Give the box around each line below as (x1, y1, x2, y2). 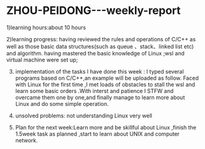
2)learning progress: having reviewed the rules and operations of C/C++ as (6, 35, 196, 43)
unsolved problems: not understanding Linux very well (15, 112, 152, 119)
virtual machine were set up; (6, 56, 78, 63)
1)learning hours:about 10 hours (6, 24, 86, 31)
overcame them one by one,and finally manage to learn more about (15, 94, 185, 101)
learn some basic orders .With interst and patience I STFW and (15, 87, 174, 94)
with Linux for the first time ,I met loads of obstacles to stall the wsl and (15, 80, 196, 88)
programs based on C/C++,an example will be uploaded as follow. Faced (15, 74, 199, 81)
